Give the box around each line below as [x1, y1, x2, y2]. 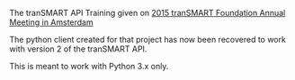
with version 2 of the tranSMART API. [9, 44, 147, 54]
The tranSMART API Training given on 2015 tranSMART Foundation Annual [9, 8, 286, 18]
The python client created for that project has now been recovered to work [9, 35, 286, 44]
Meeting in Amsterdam [9, 17, 94, 28]
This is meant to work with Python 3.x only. [9, 61, 169, 71]
